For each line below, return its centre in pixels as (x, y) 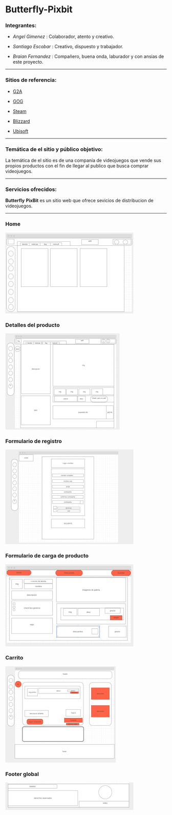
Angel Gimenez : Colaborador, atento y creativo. (63, 36)
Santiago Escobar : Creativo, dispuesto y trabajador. (68, 47)
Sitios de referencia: (31, 80)
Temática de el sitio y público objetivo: (54, 149)
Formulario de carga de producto (47, 556)
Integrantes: (21, 26)
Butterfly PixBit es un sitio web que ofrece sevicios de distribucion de (79, 201)
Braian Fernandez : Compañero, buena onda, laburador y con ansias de (88, 56)
